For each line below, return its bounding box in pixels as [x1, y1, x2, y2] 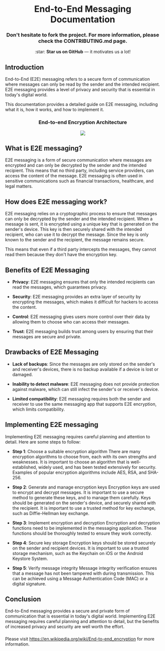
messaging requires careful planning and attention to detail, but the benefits [5, 618, 159, 624]
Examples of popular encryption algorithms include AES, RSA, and [12, 469, 147, 475]
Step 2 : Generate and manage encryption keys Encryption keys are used [12, 484, 160, 490]
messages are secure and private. [12, 334, 82, 340]
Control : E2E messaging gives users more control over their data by [12, 314, 150, 320]
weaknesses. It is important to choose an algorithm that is [12, 459, 130, 465]
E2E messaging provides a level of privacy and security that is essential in [5, 87, 155, 93]
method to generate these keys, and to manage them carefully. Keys [12, 494, 151, 500]
